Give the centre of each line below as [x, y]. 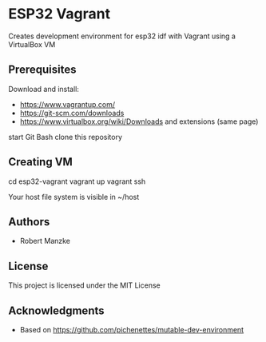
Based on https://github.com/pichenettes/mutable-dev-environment [132, 330]
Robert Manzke [45, 241]
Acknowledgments [57, 310]
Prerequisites [42, 70]
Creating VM [41, 162]
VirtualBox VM [32, 44]
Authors [29, 222]
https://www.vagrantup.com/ [67, 104]
